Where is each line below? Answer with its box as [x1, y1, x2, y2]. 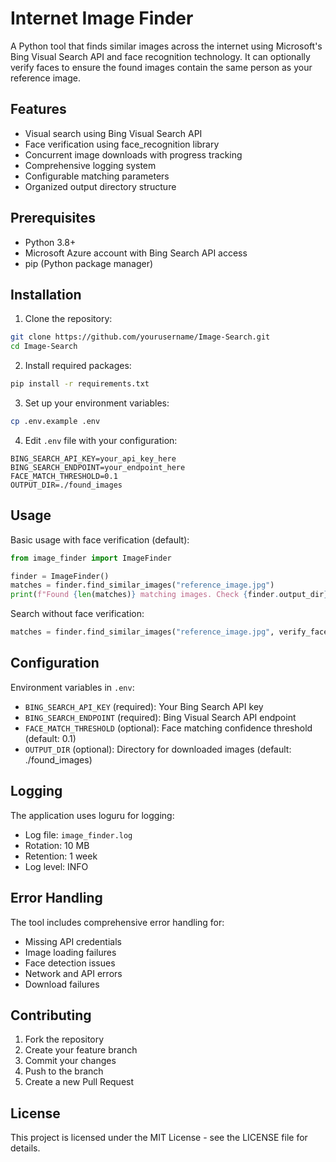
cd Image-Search [10, 342, 78, 352]
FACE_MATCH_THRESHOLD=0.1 [10, 471, 118, 481]
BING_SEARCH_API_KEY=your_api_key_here [10, 453, 177, 464]
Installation [10, 286, 82, 303]
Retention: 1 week [24, 850, 98, 862]
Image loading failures [24, 946, 117, 958]
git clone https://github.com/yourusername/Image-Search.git [10, 332, 271, 342]
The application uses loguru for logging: [10, 809, 175, 821]
